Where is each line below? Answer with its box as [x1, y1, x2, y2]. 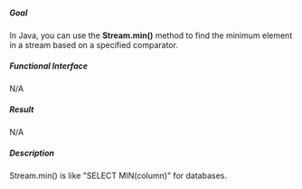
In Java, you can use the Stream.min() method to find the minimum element [9, 30, 293, 41]
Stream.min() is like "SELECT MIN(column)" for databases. [9, 170, 228, 181]
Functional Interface [9, 60, 89, 71]
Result [9, 104, 34, 115]
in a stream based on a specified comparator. [9, 39, 179, 50]
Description [9, 147, 55, 158]
